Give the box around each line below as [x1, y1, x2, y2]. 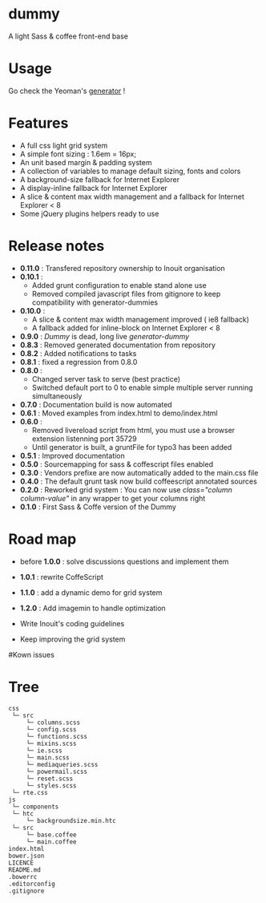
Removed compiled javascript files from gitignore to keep [31, 289, 221, 298]
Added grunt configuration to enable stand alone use [31, 280, 207, 290]
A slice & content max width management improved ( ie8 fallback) [31, 314, 250, 324]
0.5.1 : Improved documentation [19, 451, 126, 460]
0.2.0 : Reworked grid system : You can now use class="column [19, 484, 232, 494]
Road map [8, 530, 77, 548]
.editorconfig [8, 880, 56, 888]
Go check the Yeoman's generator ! [8, 86, 126, 95]
